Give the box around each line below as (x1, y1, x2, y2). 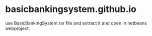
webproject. (5, 25, 30, 31)
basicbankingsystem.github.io (5, 3, 137, 15)
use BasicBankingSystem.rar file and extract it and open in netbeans (5, 20, 147, 26)
